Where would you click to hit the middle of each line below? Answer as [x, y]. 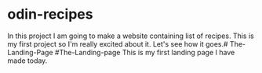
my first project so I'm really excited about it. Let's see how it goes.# [118, 43]
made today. [27, 61]
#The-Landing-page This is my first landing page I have [145, 52]
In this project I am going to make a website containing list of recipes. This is [131, 36]
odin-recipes [50, 14]
